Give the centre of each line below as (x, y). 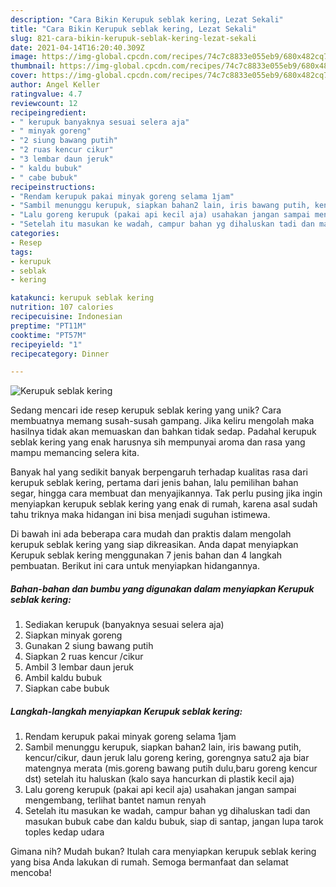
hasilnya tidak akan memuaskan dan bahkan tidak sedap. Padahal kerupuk (163, 432)
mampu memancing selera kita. (75, 453)
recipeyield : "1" (46, 344)
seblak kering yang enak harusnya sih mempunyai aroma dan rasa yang (158, 442)
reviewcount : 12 (44, 103)
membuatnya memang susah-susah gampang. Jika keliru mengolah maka (162, 421)
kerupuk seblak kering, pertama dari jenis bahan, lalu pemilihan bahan (154, 483)
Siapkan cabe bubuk (67, 688)
